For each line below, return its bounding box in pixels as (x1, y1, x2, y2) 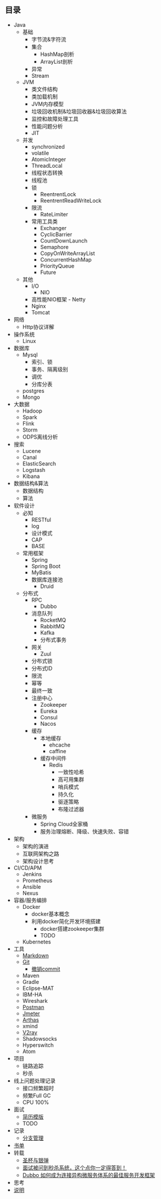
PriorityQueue (40, 262, 75, 269)
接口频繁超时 (22, 1084, 54, 1091)
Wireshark (22, 997, 48, 1004)
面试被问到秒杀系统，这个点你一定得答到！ (22, 1164, 127, 1171)
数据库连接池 (31, 575, 63, 583)
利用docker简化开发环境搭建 (31, 917, 101, 925)
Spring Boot (31, 562, 61, 569)
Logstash (22, 466, 46, 473)
